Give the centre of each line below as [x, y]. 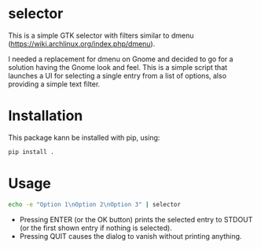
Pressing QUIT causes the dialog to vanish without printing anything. [130, 236]
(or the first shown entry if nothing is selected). [96, 228]
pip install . [31, 152]
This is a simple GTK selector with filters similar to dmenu [101, 35]
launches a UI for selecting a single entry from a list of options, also [117, 75]
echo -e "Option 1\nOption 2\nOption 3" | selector [94, 204]
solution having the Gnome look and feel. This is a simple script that [118, 67]
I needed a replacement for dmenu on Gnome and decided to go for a [121, 59]
